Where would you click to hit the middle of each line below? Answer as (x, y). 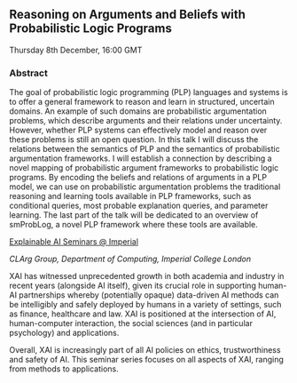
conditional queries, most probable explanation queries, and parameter (139, 206)
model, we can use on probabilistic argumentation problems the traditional (145, 187)
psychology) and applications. (64, 333)
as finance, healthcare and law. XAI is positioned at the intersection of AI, (143, 314)
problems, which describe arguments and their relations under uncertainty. (146, 121)
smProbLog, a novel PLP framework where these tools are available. (134, 225)
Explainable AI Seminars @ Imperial (74, 242)
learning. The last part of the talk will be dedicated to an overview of (134, 215)
